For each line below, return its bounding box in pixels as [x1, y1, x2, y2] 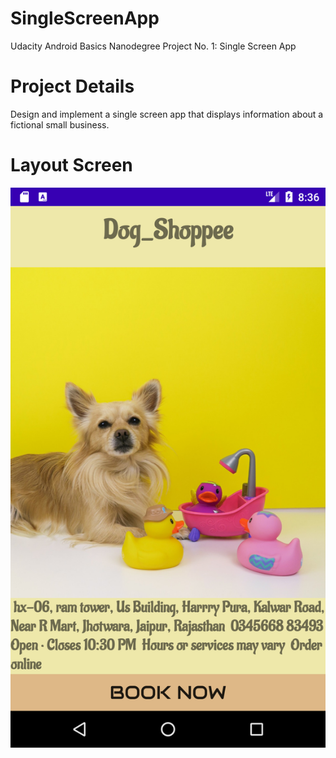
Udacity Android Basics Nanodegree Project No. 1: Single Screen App [10, 40, 297, 52]
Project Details [10, 75, 135, 98]
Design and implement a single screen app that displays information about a [10, 108, 324, 120]
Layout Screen [10, 154, 133, 177]
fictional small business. [10, 118, 110, 131]
